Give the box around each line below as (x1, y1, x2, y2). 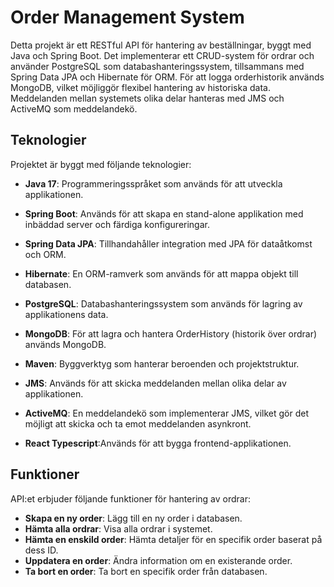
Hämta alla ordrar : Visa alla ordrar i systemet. (24, 522, 213, 535)
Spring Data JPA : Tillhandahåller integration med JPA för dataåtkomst (24, 237, 313, 250)
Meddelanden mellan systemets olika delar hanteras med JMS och (10, 92, 285, 104)
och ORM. (24, 248, 67, 260)
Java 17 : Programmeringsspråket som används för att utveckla (24, 177, 283, 190)
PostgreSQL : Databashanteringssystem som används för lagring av (24, 297, 303, 310)
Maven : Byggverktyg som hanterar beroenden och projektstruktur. (24, 357, 300, 370)
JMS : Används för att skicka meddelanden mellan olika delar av (24, 377, 287, 389)
